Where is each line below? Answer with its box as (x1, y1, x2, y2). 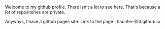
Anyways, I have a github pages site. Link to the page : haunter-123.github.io (5, 19, 161, 24)
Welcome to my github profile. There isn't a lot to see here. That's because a (5, 4, 161, 10)
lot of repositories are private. (5, 9, 66, 15)
